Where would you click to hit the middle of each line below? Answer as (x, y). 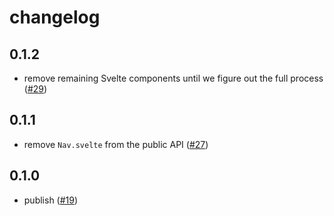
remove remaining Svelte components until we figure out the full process (173, 78)
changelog (55, 17)
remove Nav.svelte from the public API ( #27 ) (116, 144)
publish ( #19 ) (51, 200)
